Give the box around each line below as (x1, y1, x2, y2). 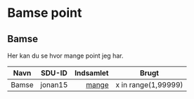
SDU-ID (41, 68, 68, 78)
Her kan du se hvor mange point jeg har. (7, 51, 124, 60)
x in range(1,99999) (115, 80, 183, 89)
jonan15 (40, 80, 68, 89)
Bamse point (7, 5, 82, 21)
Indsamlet (75, 68, 109, 78)
